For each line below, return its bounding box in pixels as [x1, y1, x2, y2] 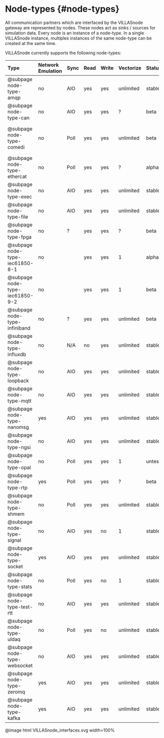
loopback [7, 377, 29, 384]
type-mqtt [7, 397, 32, 404]
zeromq [7, 688, 25, 695]
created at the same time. [5, 40, 57, 46]
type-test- [7, 603, 33, 610]
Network [38, 61, 59, 68]
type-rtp [7, 484, 28, 491]
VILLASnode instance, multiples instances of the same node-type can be [5, 35, 152, 41]
